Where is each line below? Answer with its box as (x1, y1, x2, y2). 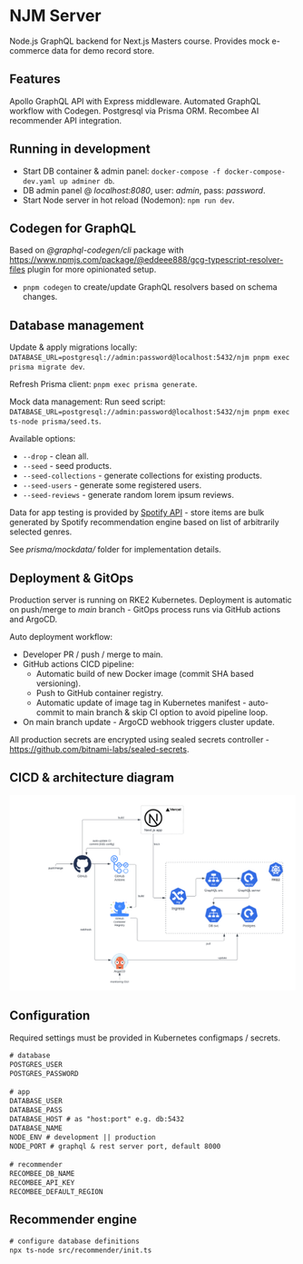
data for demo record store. (51, 45, 155, 55)
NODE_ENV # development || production (9, 1132, 156, 1141)
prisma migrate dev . (9, 361, 85, 373)
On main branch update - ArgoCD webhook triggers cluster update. (22, 717, 275, 727)
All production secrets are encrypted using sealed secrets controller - (9, 734, 270, 745)
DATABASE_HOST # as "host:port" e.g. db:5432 (9, 1114, 184, 1123)
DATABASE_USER (9, 1096, 64, 1105)
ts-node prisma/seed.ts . (9, 415, 102, 427)
